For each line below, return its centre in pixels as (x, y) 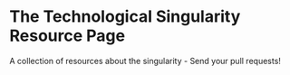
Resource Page (67, 36)
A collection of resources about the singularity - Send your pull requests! (145, 61)
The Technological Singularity (125, 17)
